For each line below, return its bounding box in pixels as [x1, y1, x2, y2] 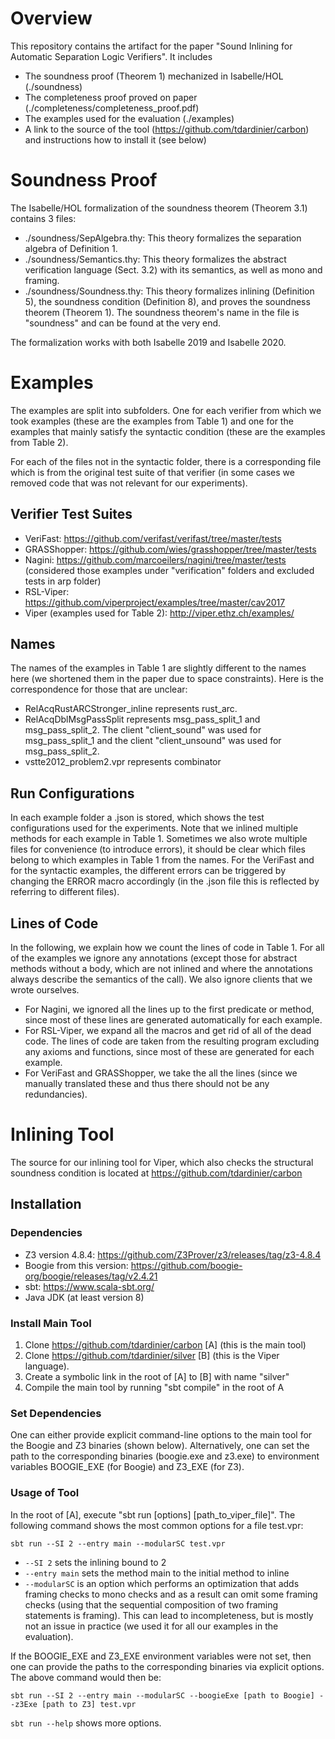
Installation [10, 1196, 82, 1213]
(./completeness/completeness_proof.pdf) [24, 102, 200, 114]
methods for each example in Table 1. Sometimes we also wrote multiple [10, 833, 308, 845]
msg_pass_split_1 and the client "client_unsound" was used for [24, 735, 282, 747]
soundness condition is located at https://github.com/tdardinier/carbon [10, 1167, 303, 1179]
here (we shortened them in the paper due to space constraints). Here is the [10, 673, 324, 685]
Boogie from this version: [24, 1259, 129, 1271]
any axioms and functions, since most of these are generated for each [24, 1046, 315, 1058]
